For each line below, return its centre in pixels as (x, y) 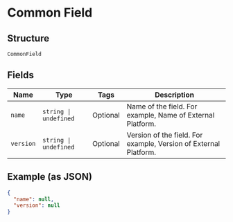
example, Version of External (173, 143)
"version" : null (37, 205)
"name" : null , (34, 199)
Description (174, 95)
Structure (28, 38)
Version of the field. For (165, 135)
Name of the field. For (162, 107)
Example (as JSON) (50, 177)
